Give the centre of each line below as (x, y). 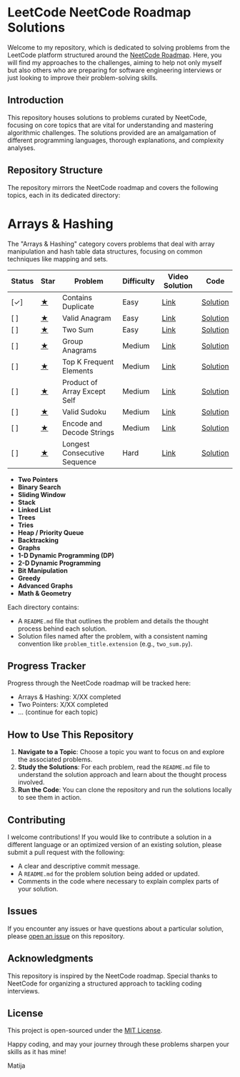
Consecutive (83, 453)
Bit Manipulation (42, 570)
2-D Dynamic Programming (59, 563)
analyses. (21, 148)
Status (22, 281)
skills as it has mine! (37, 1052)
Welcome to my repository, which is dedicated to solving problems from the (119, 47)
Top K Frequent (88, 361)
